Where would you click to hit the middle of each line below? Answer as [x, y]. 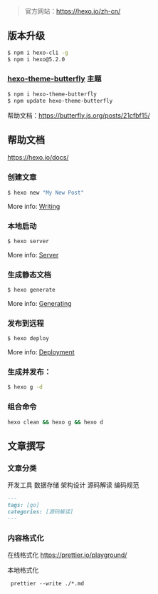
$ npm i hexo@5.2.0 [36, 59]
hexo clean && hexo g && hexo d [55, 422]
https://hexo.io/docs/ [38, 158]
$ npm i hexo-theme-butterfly [52, 94]
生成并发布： [30, 372]
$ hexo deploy [28, 339]
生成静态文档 [30, 275]
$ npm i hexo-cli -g [38, 53]
